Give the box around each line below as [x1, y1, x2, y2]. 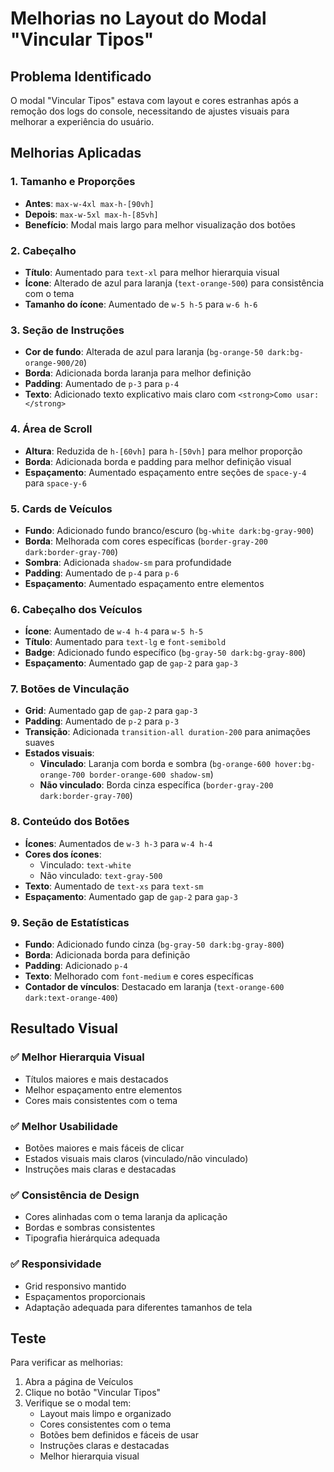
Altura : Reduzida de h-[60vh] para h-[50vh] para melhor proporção [24, 445, 303, 457]
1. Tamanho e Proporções [10, 175, 136, 189]
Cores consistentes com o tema [39, 1418, 172, 1431]
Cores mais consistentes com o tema [24, 1094, 178, 1106]
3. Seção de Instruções [10, 323, 125, 337]
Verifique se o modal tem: [24, 1397, 132, 1409]
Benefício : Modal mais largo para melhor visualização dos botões [24, 218, 296, 231]
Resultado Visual [10, 1020, 119, 1037]
